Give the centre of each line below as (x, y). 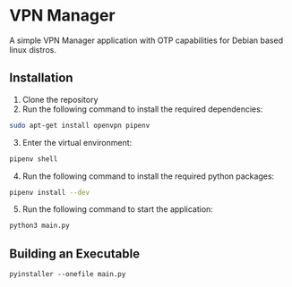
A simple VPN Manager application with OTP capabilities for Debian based (146, 40)
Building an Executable (75, 253)
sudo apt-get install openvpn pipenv (80, 125)
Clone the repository (60, 99)
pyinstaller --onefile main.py (68, 274)
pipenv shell (34, 159)
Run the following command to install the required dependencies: (142, 109)
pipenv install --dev (50, 192)
